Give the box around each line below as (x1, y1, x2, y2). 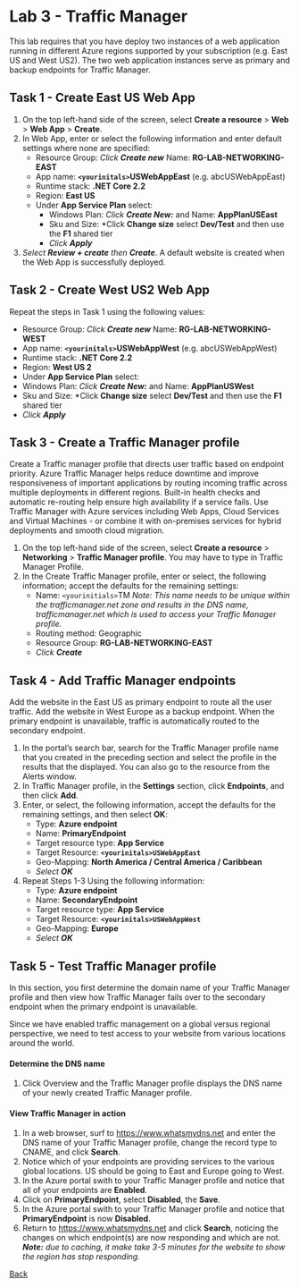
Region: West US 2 (21, 361, 92, 372)
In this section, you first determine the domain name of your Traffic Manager (9, 982, 290, 993)
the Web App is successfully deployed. (21, 257, 166, 267)
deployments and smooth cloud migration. (9, 525, 165, 536)
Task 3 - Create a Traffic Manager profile (9, 435, 240, 450)
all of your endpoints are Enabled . (21, 1185, 147, 1196)
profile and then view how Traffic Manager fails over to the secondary (9, 992, 266, 1003)
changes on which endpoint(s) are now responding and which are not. (21, 1232, 281, 1243)
